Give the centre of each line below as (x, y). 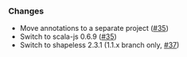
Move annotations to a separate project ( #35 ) (94, 28)
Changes (26, 11)
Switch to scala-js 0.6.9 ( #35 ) (68, 36)
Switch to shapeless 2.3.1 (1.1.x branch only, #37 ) (99, 45)
